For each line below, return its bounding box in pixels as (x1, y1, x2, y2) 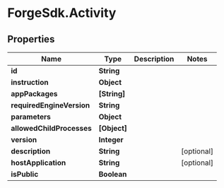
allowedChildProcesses (11, 124, 92, 133)
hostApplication (11, 158, 66, 168)
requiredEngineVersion (11, 100, 90, 110)
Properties (7, 33, 55, 45)
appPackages (11, 89, 58, 98)
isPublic (11, 170, 39, 179)
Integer (98, 135, 124, 144)
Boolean (98, 170, 127, 179)
